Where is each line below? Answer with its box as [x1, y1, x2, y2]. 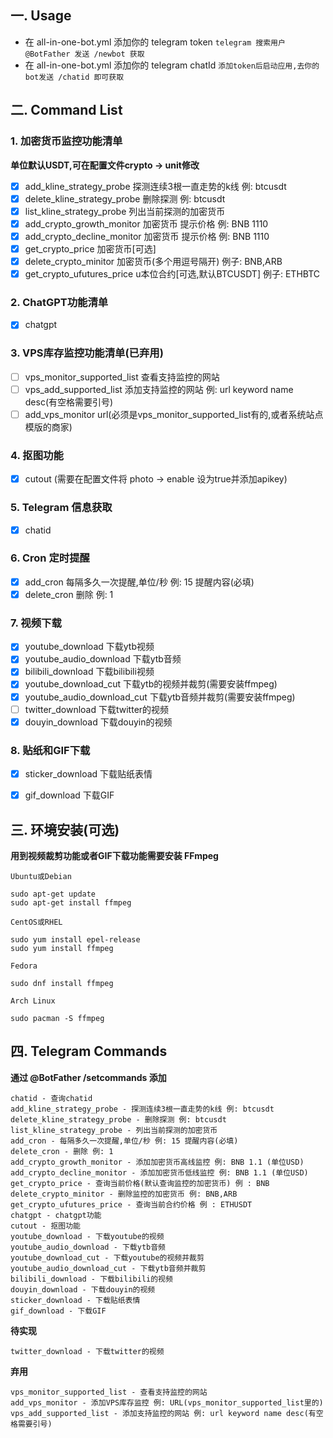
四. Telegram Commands [10, 1043, 168, 1060]
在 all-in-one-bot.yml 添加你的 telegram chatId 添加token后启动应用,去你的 [24, 59, 320, 71]
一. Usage [10, 7, 72, 25]
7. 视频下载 [10, 616, 62, 630]
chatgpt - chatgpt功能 [10, 1210, 102, 1220]
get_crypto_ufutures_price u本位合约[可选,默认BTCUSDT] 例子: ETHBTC [24, 267, 320, 280]
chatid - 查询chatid [10, 1093, 93, 1103]
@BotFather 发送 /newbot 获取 [24, 49, 145, 59]
